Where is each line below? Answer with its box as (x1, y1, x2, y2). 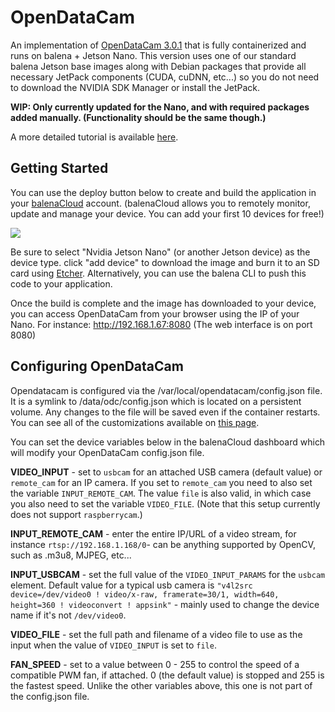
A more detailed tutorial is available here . (10, 131, 179, 143)
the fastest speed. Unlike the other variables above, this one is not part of (10, 679, 313, 691)
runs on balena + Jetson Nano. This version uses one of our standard (10, 49, 297, 61)
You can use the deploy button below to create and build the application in (10, 186, 317, 198)
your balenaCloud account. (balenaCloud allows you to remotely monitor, (10, 197, 311, 209)
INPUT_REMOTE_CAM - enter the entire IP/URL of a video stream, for (10, 527, 297, 540)
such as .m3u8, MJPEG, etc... (10, 549, 132, 561)
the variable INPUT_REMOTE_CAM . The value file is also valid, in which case (10, 487, 312, 499)
